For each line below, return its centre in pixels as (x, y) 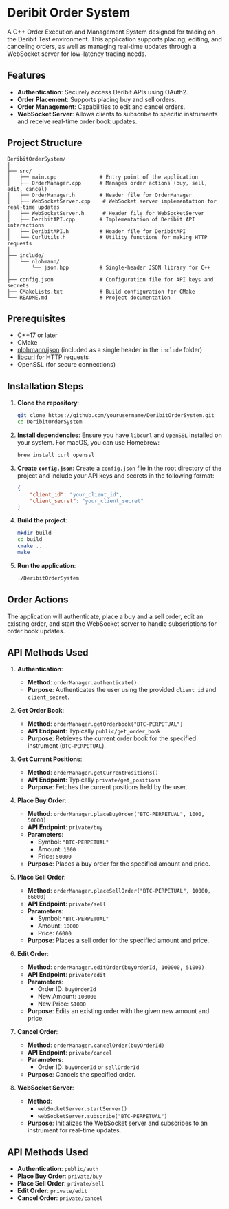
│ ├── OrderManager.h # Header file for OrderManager (100, 195)
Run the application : (46, 565)
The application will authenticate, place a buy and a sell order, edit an (105, 616)
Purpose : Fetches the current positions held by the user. (107, 787)
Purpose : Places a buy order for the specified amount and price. (119, 864)
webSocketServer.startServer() (82, 1109)
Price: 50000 (55, 857)
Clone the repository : (48, 403)
